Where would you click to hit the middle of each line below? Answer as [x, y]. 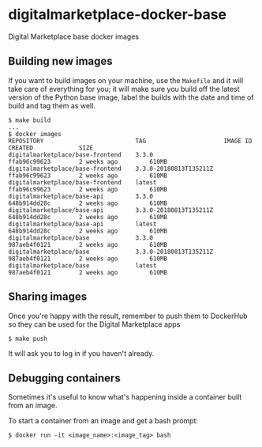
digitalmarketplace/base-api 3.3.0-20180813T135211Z [111, 210]
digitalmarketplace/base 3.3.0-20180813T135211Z [111, 252]
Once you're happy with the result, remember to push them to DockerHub [128, 316]
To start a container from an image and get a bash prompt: [103, 421]
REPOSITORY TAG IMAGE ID [130, 141]
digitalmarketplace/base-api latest [82, 224]
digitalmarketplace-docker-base [118, 15]
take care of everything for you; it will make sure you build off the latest [124, 89]
